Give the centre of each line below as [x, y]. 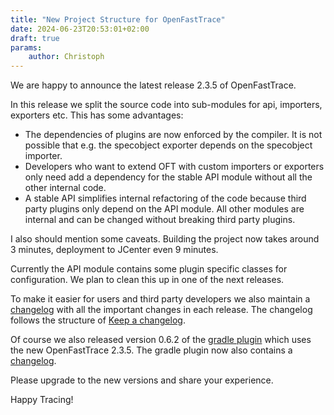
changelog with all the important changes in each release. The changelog [161, 310]
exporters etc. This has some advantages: [97, 115]
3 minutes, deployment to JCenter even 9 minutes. [114, 250]
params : [26, 47]
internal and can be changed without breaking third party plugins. [160, 220]
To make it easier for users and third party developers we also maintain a [160, 299]
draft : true [35, 38]
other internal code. [65, 188]
